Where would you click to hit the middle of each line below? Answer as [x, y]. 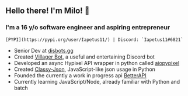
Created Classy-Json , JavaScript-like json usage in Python [85, 69]
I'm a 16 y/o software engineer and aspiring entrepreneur [88, 28]
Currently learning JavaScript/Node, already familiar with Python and [97, 81]
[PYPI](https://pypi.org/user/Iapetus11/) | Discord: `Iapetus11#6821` [94, 40]
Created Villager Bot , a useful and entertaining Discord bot [84, 57]
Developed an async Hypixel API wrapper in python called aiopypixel [97, 63]
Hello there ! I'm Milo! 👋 [48, 11]
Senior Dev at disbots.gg [43, 50]
